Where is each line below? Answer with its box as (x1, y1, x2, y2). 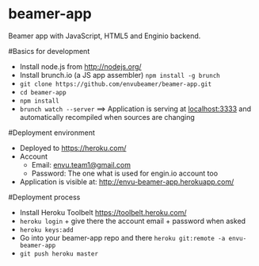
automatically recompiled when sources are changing (19, 112, 196, 121)
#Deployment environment (8, 128, 95, 137)
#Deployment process (8, 192, 81, 202)
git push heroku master (19, 249, 99, 258)
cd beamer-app (19, 88, 67, 96)
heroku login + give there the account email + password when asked (19, 216, 246, 226)
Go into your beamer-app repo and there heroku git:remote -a (19, 233, 226, 242)
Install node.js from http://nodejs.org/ (19, 61, 142, 71)
